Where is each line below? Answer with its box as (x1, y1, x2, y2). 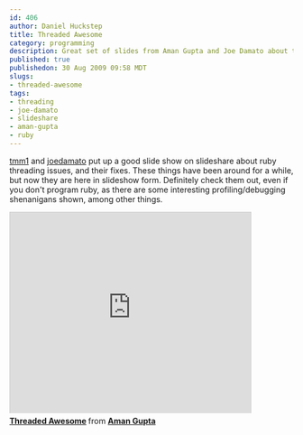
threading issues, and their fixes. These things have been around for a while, (9, 164, 294, 176)
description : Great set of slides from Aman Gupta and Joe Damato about (9, 47, 289, 56)
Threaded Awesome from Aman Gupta (9, 415, 156, 426)
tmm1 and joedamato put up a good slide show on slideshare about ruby (9, 155, 277, 166)
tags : (9, 88, 30, 97)
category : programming (9, 38, 95, 48)
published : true (9, 55, 70, 64)
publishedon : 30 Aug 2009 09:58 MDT (9, 64, 147, 73)
